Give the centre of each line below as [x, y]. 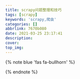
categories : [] [21, 24]
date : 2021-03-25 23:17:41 [34, 33]
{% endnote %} [22, 72]
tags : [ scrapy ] [21, 15]
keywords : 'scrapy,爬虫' [31, 19]
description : [19, 38]
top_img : [15, 48]
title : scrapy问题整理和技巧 [34, 10]
